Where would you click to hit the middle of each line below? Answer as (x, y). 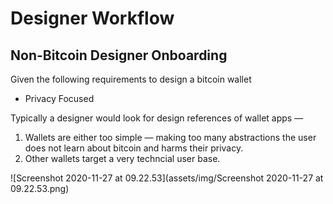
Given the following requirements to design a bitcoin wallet (131, 79)
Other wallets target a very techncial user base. (122, 158)
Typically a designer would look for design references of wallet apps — (157, 118)
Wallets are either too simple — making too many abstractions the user (170, 137)
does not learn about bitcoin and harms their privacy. (134, 148)
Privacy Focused (59, 98)
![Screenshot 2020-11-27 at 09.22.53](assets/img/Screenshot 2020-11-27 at (167, 178)
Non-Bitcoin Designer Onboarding (119, 55)
